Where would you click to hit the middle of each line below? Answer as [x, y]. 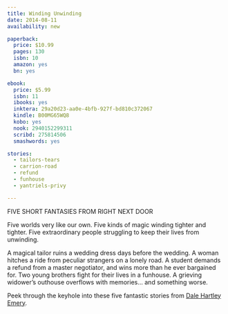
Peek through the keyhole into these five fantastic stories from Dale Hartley [114, 295]
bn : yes [25, 71]
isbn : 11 [26, 96]
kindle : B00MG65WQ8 [41, 116]
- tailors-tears [37, 160]
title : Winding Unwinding [44, 13]
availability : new [34, 26]
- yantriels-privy [40, 186]
